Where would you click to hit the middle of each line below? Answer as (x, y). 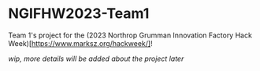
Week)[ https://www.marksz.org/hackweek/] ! (80, 43)
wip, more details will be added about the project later (96, 59)
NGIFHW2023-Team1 (79, 14)
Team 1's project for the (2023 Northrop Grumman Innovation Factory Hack (130, 35)
